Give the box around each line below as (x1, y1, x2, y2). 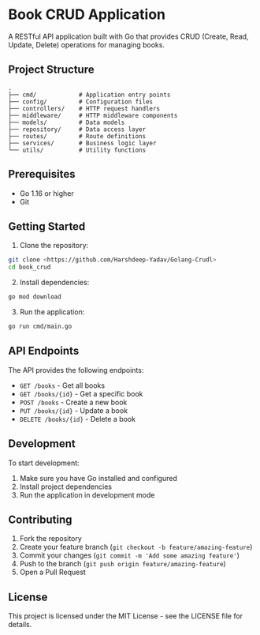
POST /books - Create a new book (19, 397, 128, 407)
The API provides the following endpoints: (8, 365, 144, 374)
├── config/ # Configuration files (8, 97, 154, 106)
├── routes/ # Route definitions (8, 132, 147, 140)
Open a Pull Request (19, 567, 87, 577)
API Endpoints (8, 344, 80, 358)
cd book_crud (8, 263, 51, 272)
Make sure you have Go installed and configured (19, 473, 177, 483)
